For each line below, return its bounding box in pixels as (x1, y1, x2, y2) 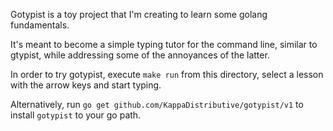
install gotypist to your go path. (10, 109, 142, 121)
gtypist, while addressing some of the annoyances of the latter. (10, 49, 270, 61)
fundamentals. (10, 19, 70, 31)
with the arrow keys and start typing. (10, 79, 162, 91)
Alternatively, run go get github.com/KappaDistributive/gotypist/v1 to (10, 99, 304, 110)
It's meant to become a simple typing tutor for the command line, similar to (10, 39, 318, 50)
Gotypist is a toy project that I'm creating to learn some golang (10, 9, 268, 20)
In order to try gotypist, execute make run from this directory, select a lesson (10, 69, 324, 80)
